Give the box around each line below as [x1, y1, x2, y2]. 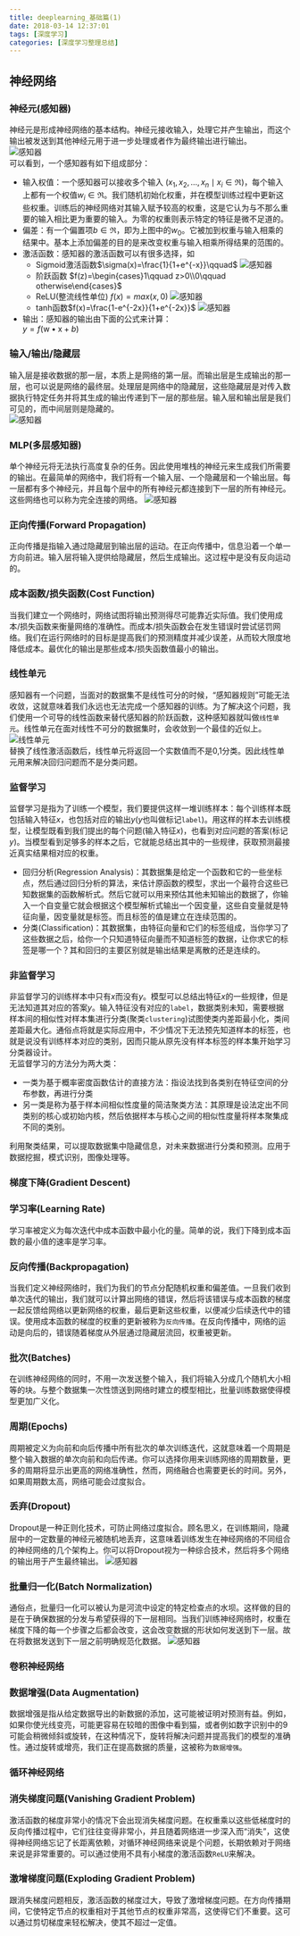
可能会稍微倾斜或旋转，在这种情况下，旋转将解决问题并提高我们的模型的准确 [9, 1731, 291, 1741]
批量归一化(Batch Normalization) [9, 1580, 154, 1592]
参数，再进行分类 [29, 1089, 94, 1099]
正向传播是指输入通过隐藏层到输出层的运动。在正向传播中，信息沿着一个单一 [9, 541, 291, 552]
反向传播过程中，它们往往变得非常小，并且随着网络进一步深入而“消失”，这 [9, 1825, 283, 1836]
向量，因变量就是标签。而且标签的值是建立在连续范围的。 [29, 912, 242, 922]
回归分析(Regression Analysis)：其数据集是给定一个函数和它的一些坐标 [21, 867, 283, 878]
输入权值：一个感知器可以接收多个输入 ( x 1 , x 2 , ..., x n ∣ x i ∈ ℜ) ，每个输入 [21, 176, 284, 189]
